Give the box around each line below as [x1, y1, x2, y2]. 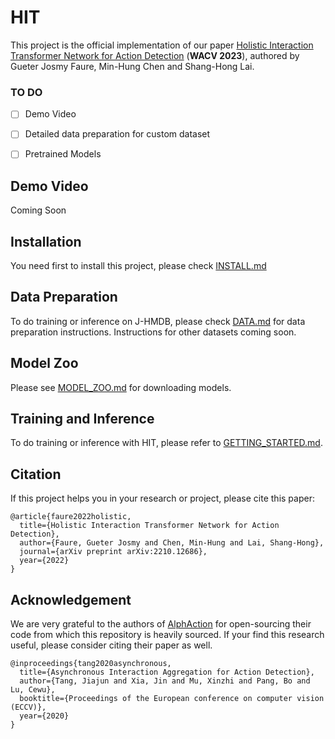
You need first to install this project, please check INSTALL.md [10, 260, 267, 272]
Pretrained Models [24, 148, 102, 160]
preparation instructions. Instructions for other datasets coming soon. [10, 326, 297, 338]
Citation [10, 466, 62, 483]
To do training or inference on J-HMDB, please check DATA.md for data [10, 315, 306, 327]
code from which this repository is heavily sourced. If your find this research [10, 629, 325, 641]
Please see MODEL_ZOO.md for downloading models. [10, 381, 232, 393]
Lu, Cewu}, [10, 685, 56, 695]
